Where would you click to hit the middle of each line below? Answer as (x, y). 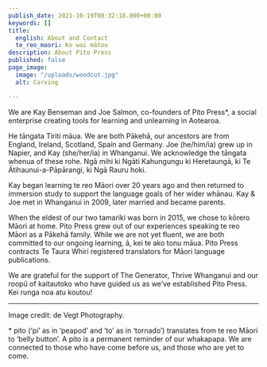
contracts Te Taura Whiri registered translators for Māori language (116, 251)
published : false (37, 61)
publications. (29, 260)
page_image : (28, 68)
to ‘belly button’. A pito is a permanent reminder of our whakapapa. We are (130, 338)
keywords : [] (30, 23)
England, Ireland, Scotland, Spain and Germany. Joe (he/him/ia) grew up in (130, 144)
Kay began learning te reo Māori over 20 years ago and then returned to (126, 185)
